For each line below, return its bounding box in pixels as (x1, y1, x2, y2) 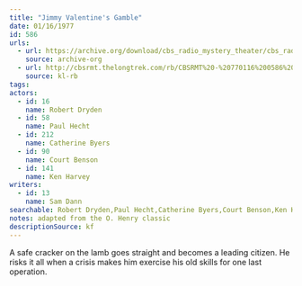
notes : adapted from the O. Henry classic (9, 213, 171, 223)
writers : (9, 181, 42, 190)
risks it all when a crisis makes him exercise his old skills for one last (9, 256, 262, 267)
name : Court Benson (25, 155, 99, 165)
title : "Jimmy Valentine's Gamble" (9, 13, 143, 22)
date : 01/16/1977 (9, 22, 75, 31)
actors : (9, 88, 39, 97)
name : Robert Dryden (25, 105, 102, 114)
